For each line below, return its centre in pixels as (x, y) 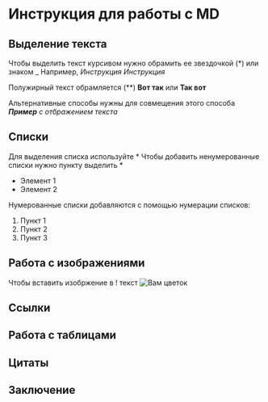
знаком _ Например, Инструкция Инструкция (87, 72)
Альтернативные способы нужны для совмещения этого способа (122, 103)
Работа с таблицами (63, 335)
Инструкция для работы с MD (114, 14)
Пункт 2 (33, 229)
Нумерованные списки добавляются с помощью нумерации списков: (130, 205)
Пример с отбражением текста (63, 111)
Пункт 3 (34, 237)
